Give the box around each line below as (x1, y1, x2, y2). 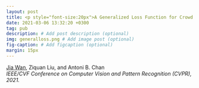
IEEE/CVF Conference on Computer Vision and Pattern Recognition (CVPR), (6, 70, 192, 77)
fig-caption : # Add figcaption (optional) (6, 42, 113, 48)
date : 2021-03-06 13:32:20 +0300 (6, 20, 89, 26)
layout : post (6, 8, 39, 15)
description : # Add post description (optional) (6, 31, 129, 37)
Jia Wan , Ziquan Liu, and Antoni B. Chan (6, 64, 105, 71)
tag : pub (6, 25, 28, 32)
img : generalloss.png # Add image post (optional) (6, 36, 135, 42)
